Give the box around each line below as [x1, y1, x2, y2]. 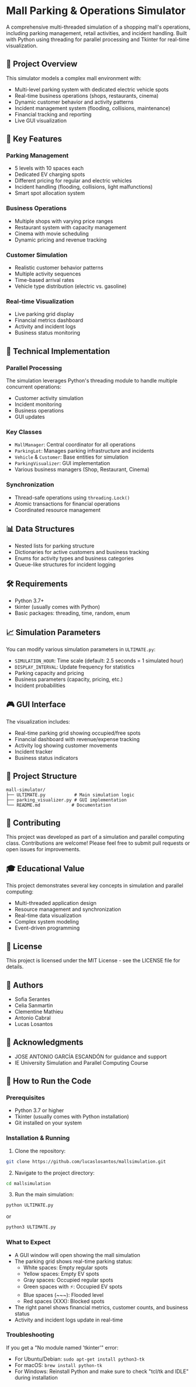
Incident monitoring [14, 401, 62, 408]
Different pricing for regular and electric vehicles [14, 177, 132, 184]
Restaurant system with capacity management [14, 223, 127, 230]
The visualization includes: [6, 718, 70, 725]
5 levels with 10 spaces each [14, 165, 84, 172]
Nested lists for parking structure [14, 542, 95, 549]
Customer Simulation [6, 250, 68, 259]
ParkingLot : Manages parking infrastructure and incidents [14, 448, 154, 455]
